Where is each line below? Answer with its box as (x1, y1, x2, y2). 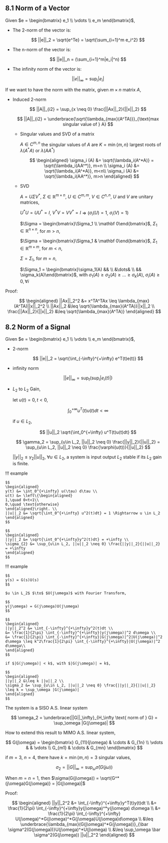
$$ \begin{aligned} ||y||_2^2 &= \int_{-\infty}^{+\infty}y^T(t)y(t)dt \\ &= (12, 800, 157, 806)
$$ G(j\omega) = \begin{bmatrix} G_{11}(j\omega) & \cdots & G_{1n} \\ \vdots (6, 739, 163, 745)
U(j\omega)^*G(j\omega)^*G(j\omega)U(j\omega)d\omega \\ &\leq (15, 815, 153, 822)
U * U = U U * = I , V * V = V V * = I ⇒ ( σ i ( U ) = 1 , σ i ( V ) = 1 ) (20, 209, 129, 217)
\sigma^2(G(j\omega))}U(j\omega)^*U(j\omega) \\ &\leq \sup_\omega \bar (8, 826, 160, 832)
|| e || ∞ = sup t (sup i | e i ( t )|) (63, 375, 113, 382)
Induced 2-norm (12, 96, 47, 102)
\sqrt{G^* (100, 775, 119, 781)
